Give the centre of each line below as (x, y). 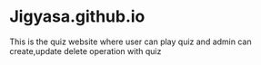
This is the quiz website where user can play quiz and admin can (130, 42)
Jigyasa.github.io (77, 17)
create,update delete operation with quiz (85, 51)
